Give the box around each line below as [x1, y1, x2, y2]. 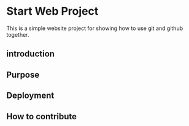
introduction [6, 49, 55, 59]
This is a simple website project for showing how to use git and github [6, 24, 183, 32]
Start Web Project [6, 4, 99, 18]
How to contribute [6, 111, 77, 122]
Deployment [6, 91, 55, 101]
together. [6, 31, 29, 38]
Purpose [6, 69, 40, 80]
